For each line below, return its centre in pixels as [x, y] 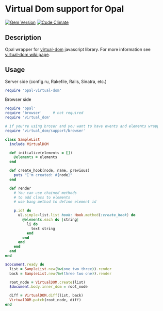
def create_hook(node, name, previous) [50, 171]
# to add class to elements [42, 197]
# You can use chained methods [45, 193]
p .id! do [23, 211]
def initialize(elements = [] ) [41, 153]
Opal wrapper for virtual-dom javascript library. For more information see [78, 49]
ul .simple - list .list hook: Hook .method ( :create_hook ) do [77, 215]
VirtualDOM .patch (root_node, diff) [45, 300]
